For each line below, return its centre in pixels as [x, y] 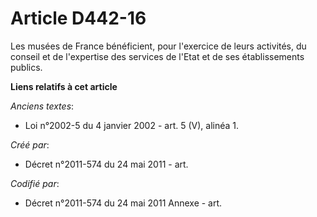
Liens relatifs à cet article [64, 86]
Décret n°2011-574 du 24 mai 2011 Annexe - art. [123, 203]
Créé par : [30, 144]
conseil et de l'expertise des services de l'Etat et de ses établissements [157, 56]
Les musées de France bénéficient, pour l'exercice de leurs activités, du [158, 46]
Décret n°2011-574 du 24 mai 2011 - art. [106, 164]
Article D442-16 [78, 18]
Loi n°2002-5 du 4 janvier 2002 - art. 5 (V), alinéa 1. [132, 125]
